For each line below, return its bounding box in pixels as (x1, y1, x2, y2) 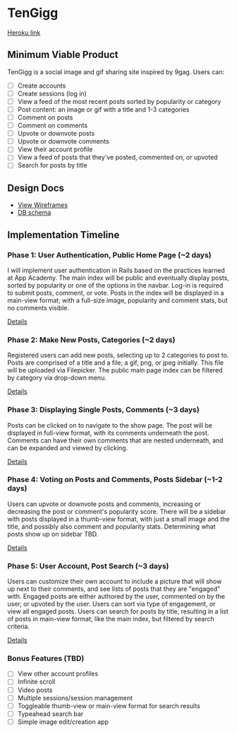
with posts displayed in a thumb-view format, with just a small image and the (7, 515, 230, 523)
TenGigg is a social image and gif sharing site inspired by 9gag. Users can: (7, 67, 224, 76)
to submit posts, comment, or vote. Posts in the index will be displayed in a (7, 288, 224, 297)
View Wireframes (17, 201, 68, 209)
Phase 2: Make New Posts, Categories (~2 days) (7, 334, 176, 344)
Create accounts (17, 81, 66, 90)
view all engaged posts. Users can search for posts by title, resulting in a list (7, 607, 229, 616)
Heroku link (7, 28, 41, 37)
